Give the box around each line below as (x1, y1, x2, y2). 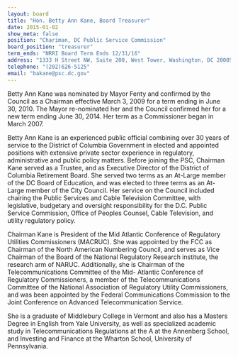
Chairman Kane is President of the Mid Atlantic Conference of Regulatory (7, 230, 221, 238)
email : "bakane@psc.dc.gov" (7, 70, 91, 77)
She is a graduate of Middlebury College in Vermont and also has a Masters (7, 312, 228, 320)
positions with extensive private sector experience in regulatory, (7, 148, 195, 157)
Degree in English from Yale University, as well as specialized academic (7, 319, 217, 327)
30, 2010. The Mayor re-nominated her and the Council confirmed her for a (7, 104, 227, 113)
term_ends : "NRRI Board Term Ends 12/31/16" (7, 50, 141, 57)
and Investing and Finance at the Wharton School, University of (7, 334, 193, 343)
